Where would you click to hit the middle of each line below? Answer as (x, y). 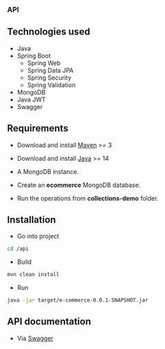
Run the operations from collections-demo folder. (88, 198)
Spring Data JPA (50, 70)
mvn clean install (33, 275)
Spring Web (44, 63)
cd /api (18, 249)
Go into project (38, 236)
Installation (31, 219)
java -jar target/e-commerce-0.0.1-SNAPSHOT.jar (78, 300)
